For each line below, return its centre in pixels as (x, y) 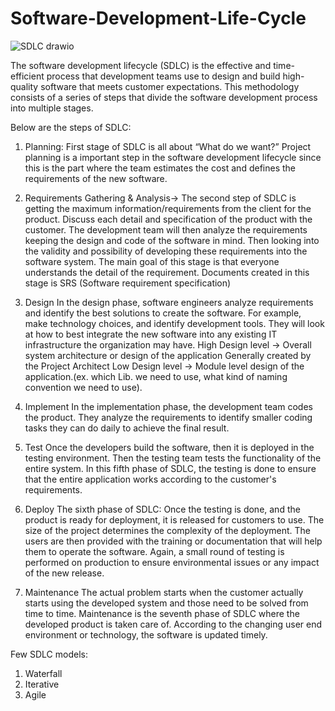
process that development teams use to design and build (163, 76)
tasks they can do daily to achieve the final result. (127, 428)
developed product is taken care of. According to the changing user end (173, 624)
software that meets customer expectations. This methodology (170, 86)
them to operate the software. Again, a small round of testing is (154, 551)
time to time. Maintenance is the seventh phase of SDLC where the (162, 613)
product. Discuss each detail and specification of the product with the (168, 219)
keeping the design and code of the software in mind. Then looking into (172, 240)
